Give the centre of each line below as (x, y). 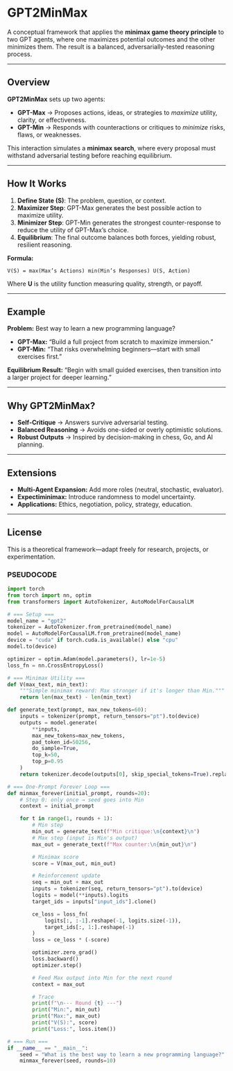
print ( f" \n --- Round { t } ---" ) (77, 1003)
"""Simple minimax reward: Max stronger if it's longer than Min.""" (122, 691)
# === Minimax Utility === (46, 678)
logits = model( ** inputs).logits (80, 896)
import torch (26, 589)
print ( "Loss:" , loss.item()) (74, 1029)
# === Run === (28, 1041)
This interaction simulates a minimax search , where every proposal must (112, 148)
